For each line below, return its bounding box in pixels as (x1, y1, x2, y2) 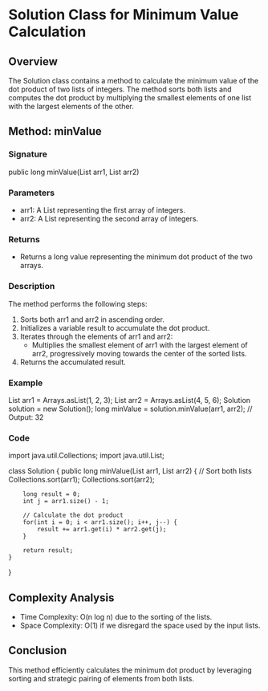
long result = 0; (22, 490, 81, 498)
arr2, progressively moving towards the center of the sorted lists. (31, 348, 247, 358)
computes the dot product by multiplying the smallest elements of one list (8, 93, 252, 102)
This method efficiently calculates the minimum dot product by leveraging (8, 665, 253, 675)
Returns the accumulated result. (19, 357, 126, 367)
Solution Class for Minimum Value (8, 6, 239, 24)
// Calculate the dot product (22, 511, 124, 519)
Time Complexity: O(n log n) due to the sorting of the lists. (19, 612, 213, 621)
